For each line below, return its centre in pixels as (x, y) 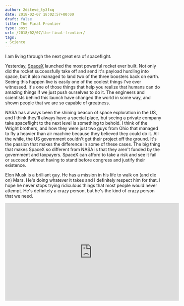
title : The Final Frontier (33, 24)
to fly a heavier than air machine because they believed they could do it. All (82, 133)
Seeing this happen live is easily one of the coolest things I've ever (73, 81)
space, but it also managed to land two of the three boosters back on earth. (82, 76)
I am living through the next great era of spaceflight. (58, 56)
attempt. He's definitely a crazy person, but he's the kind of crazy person (80, 191)
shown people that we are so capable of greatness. (58, 103)
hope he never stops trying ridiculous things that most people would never (81, 185)
